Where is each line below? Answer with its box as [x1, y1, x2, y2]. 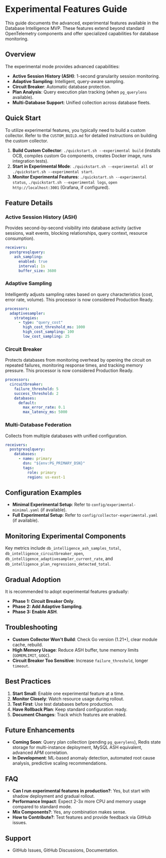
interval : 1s [18, 264, 46, 269]
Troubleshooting [5, 623, 58, 632]
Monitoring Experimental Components [5, 532, 126, 540]
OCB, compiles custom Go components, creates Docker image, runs [12, 153, 152, 159]
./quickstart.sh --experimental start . [12, 168, 94, 175]
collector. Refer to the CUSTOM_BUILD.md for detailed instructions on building [5, 132, 157, 138]
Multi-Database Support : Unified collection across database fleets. [12, 99, 151, 105]
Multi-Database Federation [5, 421, 72, 428]
